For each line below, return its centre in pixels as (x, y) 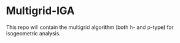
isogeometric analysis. (33, 33)
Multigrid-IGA (40, 11)
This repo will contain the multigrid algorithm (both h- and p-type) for (90, 27)
